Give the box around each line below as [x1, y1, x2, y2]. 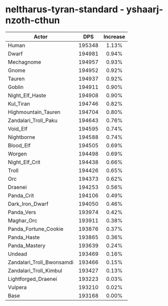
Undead [8, 250, 27, 257]
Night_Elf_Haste [8, 91, 47, 99]
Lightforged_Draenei [8, 275, 57, 282]
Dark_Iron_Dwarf [8, 200, 49, 207]
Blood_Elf [8, 142, 31, 149]
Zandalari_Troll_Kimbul [8, 267, 62, 274]
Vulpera [8, 283, 27, 291]
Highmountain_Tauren [8, 108, 60, 116]
